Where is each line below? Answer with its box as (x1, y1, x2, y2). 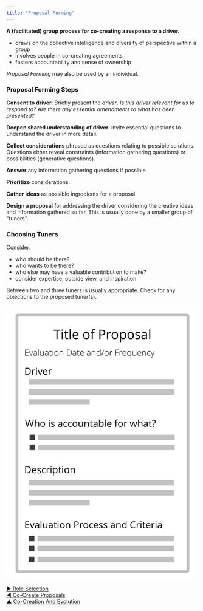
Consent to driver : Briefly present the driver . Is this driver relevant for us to (6, 99, 195, 106)
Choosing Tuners (6, 230, 58, 238)
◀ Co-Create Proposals (6, 592, 66, 599)
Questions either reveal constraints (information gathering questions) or (6, 148, 186, 155)
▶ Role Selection (6, 585, 49, 592)
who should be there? (15, 256, 70, 263)
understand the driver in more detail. (6, 130, 98, 137)
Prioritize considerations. (6, 178, 71, 185)
